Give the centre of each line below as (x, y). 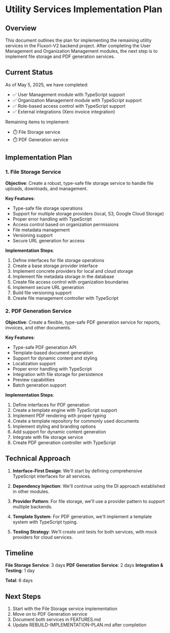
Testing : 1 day (20, 571)
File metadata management (41, 230)
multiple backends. (32, 507)
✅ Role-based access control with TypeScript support (69, 106)
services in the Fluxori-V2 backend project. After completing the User (78, 46)
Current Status (29, 72)
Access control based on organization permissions (66, 224)
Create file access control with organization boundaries (71, 282)
